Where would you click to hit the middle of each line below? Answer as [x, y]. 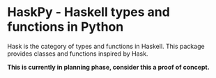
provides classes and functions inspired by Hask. [78, 54]
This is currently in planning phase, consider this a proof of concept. [109, 67]
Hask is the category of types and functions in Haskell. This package [106, 46]
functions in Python [65, 27]
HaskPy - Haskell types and [89, 12]
